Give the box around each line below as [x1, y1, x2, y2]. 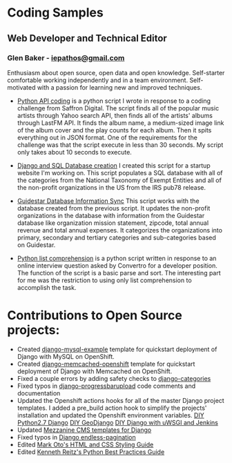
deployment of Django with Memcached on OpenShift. [17, 367, 173, 375]
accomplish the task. [17, 283, 77, 291]
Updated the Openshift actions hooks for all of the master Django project [17, 396, 224, 404]
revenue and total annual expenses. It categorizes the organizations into [17, 226, 223, 234]
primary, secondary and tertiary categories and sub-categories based [17, 233, 216, 242]
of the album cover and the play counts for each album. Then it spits [17, 126, 212, 134]
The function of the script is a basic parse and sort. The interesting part [17, 268, 221, 277]
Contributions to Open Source [7, 308, 183, 324]
